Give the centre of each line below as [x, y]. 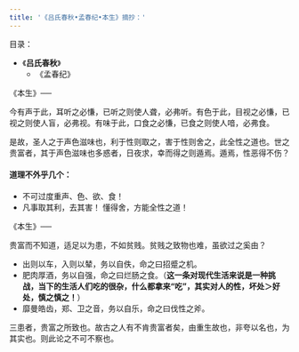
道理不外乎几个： [40, 175]
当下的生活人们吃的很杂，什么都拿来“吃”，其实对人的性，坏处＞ [155, 286]
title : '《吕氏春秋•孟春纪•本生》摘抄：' [78, 17]
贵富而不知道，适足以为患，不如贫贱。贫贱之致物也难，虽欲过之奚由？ [138, 244]
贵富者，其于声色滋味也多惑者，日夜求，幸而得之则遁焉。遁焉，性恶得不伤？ [149, 153]
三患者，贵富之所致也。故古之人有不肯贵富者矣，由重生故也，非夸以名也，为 [149, 327]
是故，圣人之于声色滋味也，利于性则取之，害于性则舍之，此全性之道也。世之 [149, 141]
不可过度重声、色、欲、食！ [73, 196]
